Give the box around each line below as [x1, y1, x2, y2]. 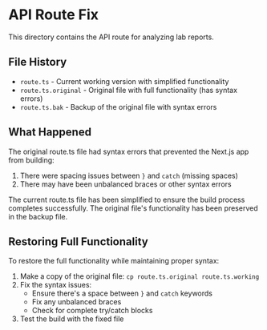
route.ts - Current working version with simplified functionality [19, 76, 229, 86]
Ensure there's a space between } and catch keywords [31, 288, 212, 298]
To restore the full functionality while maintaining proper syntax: [8, 256, 220, 266]
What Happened [8, 126, 92, 139]
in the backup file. [8, 211, 68, 221]
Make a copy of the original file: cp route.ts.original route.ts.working [19, 272, 260, 281]
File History [8, 55, 67, 69]
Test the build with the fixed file [19, 314, 124, 324]
